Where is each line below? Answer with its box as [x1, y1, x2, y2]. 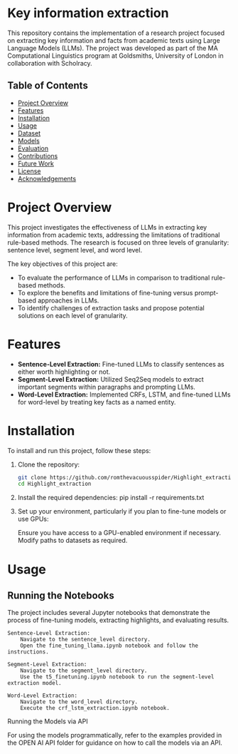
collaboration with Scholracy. [7, 58, 92, 67]
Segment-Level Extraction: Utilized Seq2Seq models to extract [17, 375, 204, 383]
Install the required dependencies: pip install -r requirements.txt [17, 494, 205, 502]
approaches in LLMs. [38, 296, 99, 305]
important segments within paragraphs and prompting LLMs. [17, 382, 195, 391]
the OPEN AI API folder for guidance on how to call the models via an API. [7, 738, 222, 747]
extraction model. [7, 680, 62, 687]
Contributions [17, 151, 58, 160]
